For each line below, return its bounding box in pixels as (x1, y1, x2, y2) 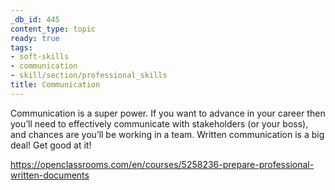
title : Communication (10, 80, 101, 90)
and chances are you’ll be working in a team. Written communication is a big (10, 128, 325, 140)
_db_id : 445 (10, 14, 60, 25)
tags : (10, 42, 33, 53)
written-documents (10, 169, 90, 181)
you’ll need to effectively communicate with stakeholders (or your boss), (10, 117, 309, 130)
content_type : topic (10, 24, 97, 34)
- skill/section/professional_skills (10, 71, 168, 81)
